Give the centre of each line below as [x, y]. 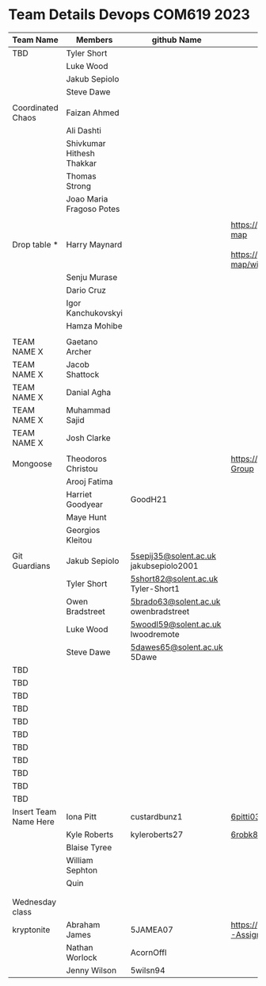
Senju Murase [92, 277]
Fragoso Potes [93, 209]
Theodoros [86, 458]
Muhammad [88, 410]
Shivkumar [86, 143]
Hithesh [80, 153]
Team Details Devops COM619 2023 [129, 15]
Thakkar [82, 163]
